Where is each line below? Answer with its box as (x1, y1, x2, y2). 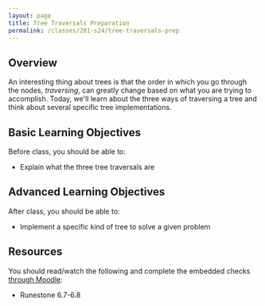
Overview (8, 56, 58, 69)
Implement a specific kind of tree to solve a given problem (19, 222, 211, 231)
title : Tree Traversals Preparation (8, 19, 130, 27)
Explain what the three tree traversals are (19, 163, 155, 171)
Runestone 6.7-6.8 (19, 290, 81, 300)
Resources (8, 245, 63, 259)
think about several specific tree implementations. (8, 103, 173, 112)
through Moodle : (8, 274, 63, 284)
